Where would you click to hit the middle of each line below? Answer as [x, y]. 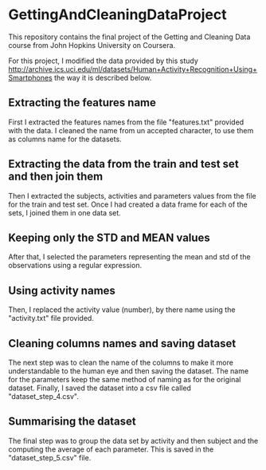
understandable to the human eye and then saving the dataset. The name [129, 371]
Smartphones [31, 77]
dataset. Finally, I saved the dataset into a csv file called [100, 388]
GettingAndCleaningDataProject [117, 15]
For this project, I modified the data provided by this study [104, 61]
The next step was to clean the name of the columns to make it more [121, 362]
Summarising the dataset [72, 422]
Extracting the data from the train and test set [123, 164]
